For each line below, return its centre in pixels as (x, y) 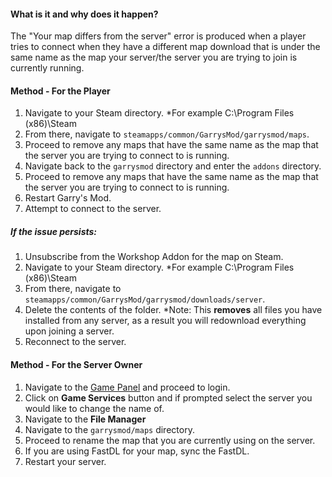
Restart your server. (65, 461)
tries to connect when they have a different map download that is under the (165, 47)
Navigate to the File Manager (85, 419)
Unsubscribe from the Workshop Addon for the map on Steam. (154, 257)
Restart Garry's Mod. (68, 198)
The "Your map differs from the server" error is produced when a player (158, 36)
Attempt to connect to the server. (93, 209)
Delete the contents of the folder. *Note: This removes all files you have (173, 310)
